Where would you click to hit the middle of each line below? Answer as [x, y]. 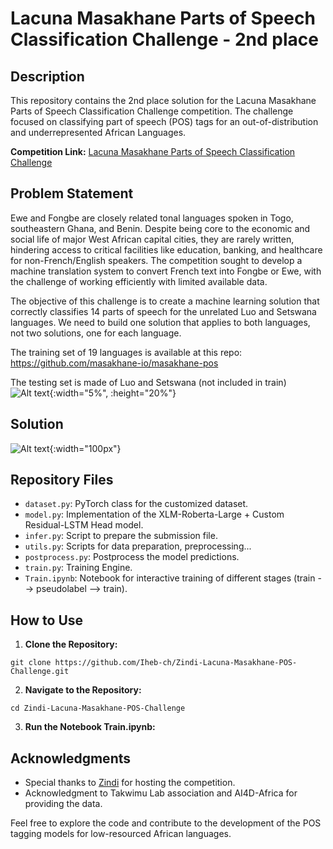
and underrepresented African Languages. [98, 132]
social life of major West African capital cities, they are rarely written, [152, 239]
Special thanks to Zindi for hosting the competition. [130, 783]
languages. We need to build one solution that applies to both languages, [160, 322]
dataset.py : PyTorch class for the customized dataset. [136, 504]
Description [47, 76]
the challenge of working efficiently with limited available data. [139, 281]
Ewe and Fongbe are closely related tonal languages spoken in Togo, [152, 218]
